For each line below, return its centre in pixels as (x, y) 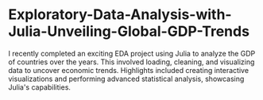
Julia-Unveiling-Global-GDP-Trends (129, 31)
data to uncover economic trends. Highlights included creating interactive (128, 70)
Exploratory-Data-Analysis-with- (120, 15)
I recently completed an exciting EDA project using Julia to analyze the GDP (132, 53)
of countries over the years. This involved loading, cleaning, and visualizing (131, 62)
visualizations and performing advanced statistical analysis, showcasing (126, 79)
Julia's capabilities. (40, 87)
